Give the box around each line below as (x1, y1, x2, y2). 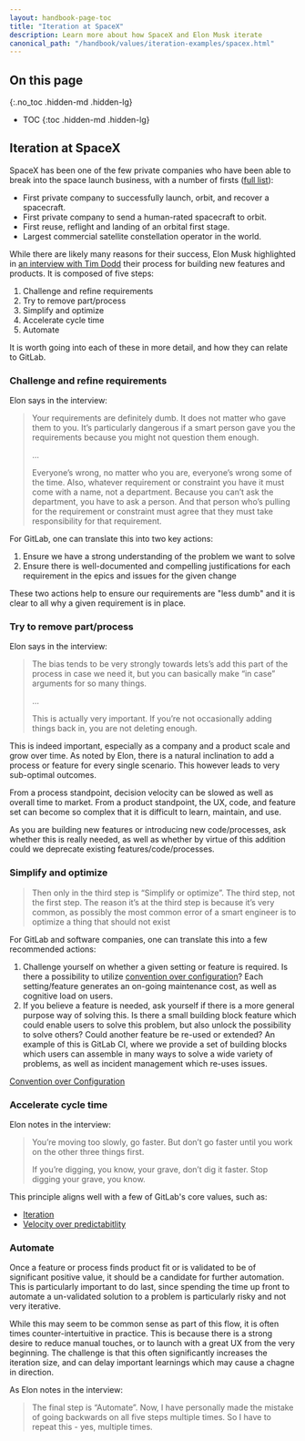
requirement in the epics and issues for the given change (22, 570, 237, 581)
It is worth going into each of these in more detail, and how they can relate (9, 342, 289, 353)
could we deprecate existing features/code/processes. (9, 843, 216, 854)
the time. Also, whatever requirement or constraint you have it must (31, 477, 285, 488)
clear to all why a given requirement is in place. (9, 598, 187, 608)
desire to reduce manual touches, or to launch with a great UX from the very (9, 1338, 296, 1349)
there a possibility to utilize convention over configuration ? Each (22, 971, 264, 982)
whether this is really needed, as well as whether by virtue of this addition (9, 834, 286, 845)
